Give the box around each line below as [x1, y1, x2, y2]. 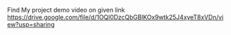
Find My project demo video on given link [7, 6, 125, 14]
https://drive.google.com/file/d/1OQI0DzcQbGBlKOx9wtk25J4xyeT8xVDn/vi [7, 13, 223, 21]
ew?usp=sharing [7, 21, 55, 28]
